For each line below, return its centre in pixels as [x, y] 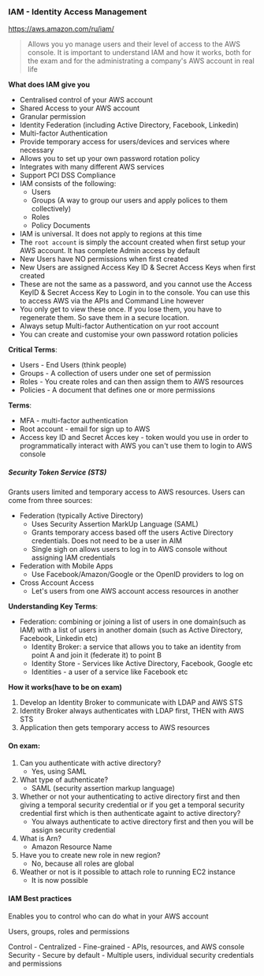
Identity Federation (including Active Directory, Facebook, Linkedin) [129, 125]
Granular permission [53, 117]
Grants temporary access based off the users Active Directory [132, 533]
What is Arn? [40, 839]
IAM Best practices [40, 899]
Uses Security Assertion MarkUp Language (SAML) [115, 524]
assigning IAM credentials [73, 557]
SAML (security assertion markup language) [103, 788]
